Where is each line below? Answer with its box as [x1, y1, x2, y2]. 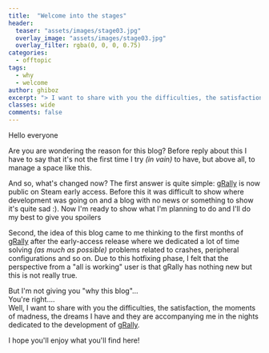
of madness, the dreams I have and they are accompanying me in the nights [8, 311, 259, 321]
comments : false [8, 109, 62, 117]
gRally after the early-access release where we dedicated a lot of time [8, 237, 240, 246]
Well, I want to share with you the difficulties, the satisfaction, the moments [8, 303, 256, 312]
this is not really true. [8, 271, 78, 280]
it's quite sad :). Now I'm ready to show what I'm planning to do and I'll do [8, 204, 251, 213]
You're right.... [8, 295, 55, 304]
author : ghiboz [8, 86, 59, 94]
